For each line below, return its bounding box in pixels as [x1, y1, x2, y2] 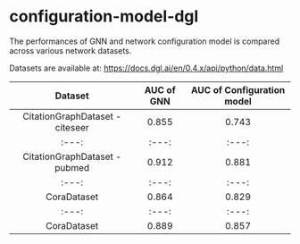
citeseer [54, 121, 89, 133]
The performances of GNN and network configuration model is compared [9, 36, 279, 46]
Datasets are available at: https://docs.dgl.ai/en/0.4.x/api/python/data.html [9, 63, 284, 73]
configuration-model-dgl [9, 6, 199, 27]
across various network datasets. [9, 45, 132, 55]
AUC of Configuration [190, 83, 286, 96]
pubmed [54, 161, 90, 173]
